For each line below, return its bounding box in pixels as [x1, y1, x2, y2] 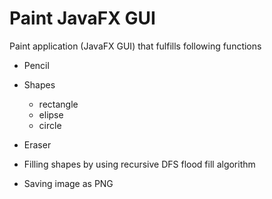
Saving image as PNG [23, 177, 114, 189]
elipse [38, 108, 64, 121]
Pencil [23, 59, 50, 71]
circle [38, 119, 62, 131]
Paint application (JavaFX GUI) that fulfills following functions [9, 40, 262, 52]
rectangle [38, 98, 79, 110]
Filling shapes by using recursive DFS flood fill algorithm [23, 158, 256, 170]
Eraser [23, 138, 52, 151]
